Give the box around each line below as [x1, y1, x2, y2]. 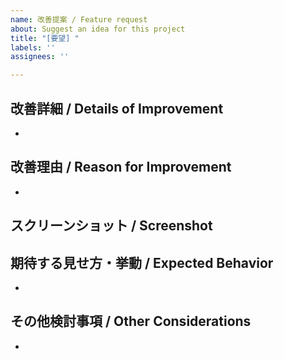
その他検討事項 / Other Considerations [10, 313, 252, 330]
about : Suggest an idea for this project [10, 24, 186, 34]
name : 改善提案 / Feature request [10, 14, 148, 25]
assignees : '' [10, 52, 70, 62]
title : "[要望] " [10, 33, 80, 43]
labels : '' [10, 42, 56, 53]
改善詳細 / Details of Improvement [10, 100, 224, 117]
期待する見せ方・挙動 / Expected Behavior [10, 254, 274, 271]
